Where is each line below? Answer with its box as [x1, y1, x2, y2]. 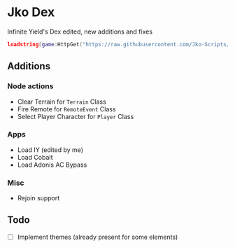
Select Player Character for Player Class [17, 112, 134, 120]
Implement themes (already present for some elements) [17, 233, 178, 241]
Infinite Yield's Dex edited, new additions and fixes [7, 27, 152, 36]
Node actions [7, 81, 54, 91]
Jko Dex [7, 4, 55, 20]
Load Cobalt [17, 153, 53, 161]
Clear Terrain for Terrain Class [17, 97, 106, 106]
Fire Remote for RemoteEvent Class [17, 104, 117, 113]
